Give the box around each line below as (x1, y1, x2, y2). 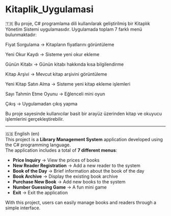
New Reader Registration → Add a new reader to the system (12, 162, 141, 169)
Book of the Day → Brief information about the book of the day (12, 168, 145, 174)
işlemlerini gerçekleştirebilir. (5, 116, 64, 122)
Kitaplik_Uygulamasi (5, 4, 94, 15)
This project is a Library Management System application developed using (5, 136, 163, 142)
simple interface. (5, 205, 41, 211)
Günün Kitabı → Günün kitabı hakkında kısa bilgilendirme (5, 61, 124, 67)
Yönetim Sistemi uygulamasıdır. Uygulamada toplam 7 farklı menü (5, 26, 142, 32)
